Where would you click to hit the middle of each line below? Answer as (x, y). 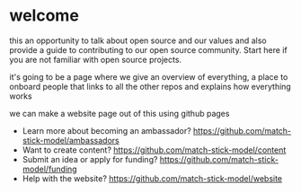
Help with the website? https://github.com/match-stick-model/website (152, 178)
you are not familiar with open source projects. (96, 59)
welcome (44, 16)
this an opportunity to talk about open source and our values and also (138, 40)
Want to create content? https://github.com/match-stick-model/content (154, 150)
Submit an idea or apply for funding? (90, 159)
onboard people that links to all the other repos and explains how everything (150, 86)
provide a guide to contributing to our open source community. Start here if (148, 49)
